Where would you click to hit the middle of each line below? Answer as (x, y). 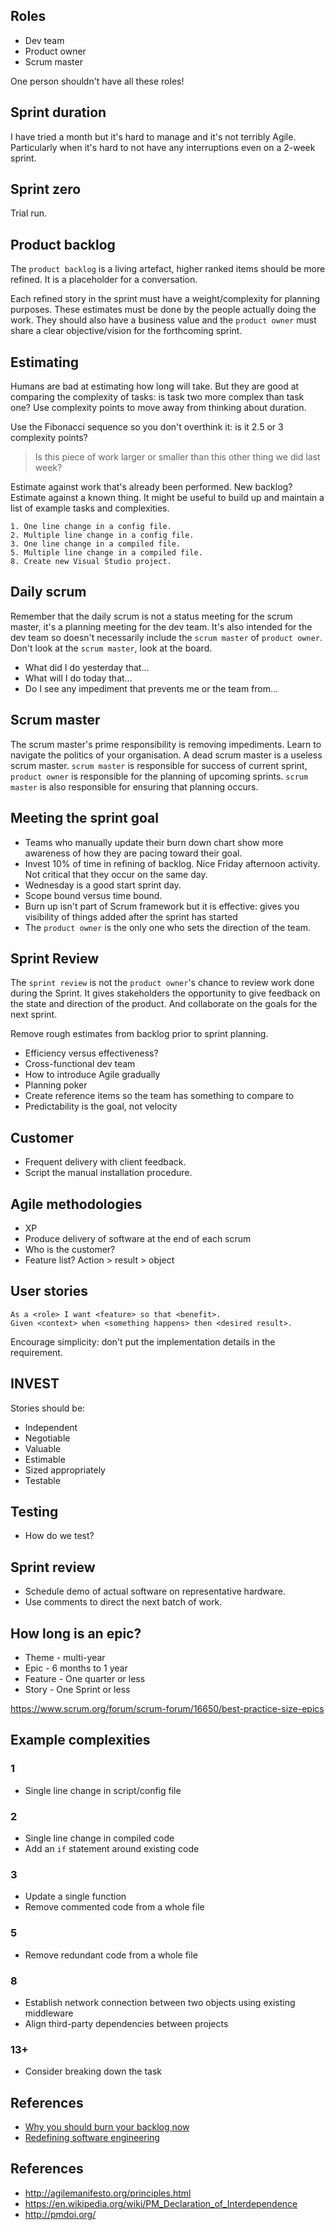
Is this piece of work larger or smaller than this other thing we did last (177, 457)
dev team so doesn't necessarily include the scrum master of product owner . (166, 637)
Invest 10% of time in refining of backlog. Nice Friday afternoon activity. (172, 863)
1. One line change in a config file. (91, 527)
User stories (49, 1291)
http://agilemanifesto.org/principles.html (108, 2193)
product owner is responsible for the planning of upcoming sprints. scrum (159, 776)
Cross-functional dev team (80, 1064)
